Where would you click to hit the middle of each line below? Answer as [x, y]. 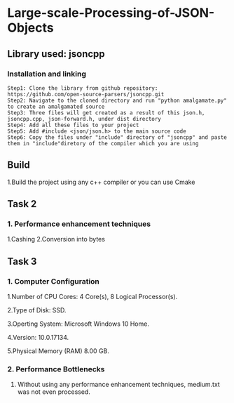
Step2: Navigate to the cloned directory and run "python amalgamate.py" [117, 100]
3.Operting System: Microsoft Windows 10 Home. [78, 324]
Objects [30, 28]
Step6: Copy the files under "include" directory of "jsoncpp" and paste [117, 137]
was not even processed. [54, 392]
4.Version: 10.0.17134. [38, 338]
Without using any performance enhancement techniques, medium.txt [119, 385]
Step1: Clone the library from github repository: [83, 88]
